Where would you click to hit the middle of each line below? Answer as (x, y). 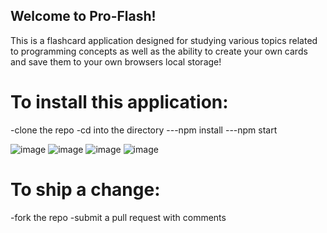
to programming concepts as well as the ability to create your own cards (159, 51)
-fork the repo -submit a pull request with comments (118, 217)
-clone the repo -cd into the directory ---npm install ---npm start (144, 130)
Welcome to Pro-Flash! (83, 16)
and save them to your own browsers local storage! (116, 61)
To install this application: (119, 102)
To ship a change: (85, 189)
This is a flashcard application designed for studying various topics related (164, 40)
